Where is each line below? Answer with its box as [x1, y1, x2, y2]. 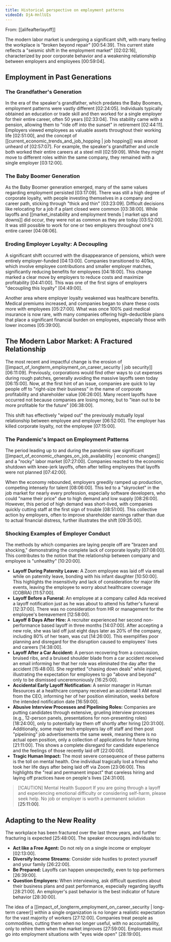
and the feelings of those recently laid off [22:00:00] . [12, 748, 125, 754]
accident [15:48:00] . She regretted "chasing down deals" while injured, [12, 666, 162, 672]
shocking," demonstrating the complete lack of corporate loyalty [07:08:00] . [5, 547, 165, 554]
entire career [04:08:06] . [5, 228, 58, 234]
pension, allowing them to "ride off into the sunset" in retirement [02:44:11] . [5, 121, 164, 128]
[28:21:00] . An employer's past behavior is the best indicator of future [12, 889, 160, 894]
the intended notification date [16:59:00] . [12, 699, 99, 705]
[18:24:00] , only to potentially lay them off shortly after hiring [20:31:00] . [12, 721, 165, 727]
